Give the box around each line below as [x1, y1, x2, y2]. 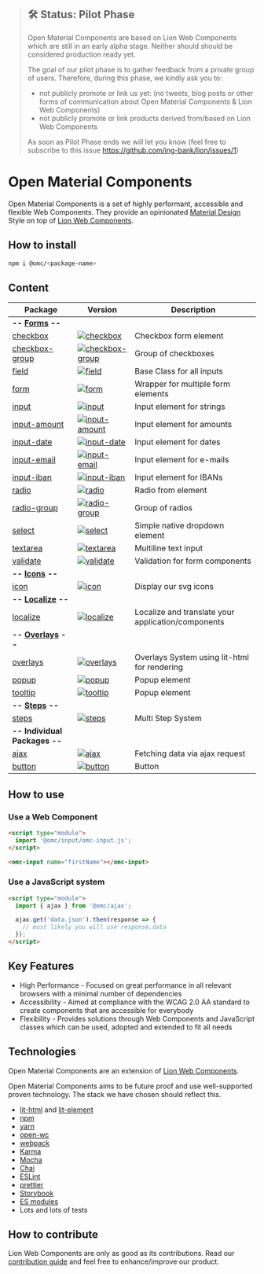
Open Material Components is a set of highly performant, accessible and [8, 199, 244, 208]
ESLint [19, 1172, 41, 1181]
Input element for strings [134, 401, 225, 412]
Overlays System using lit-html [134, 652, 250, 663]
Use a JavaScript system [8, 877, 105, 888]
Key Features [8, 959, 75, 973]
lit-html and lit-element [19, 1105, 93, 1114]
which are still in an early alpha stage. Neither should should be [27, 41, 233, 50]
